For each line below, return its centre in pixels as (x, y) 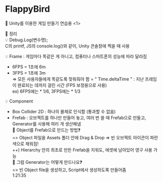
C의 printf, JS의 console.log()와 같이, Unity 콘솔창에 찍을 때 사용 (67, 46)
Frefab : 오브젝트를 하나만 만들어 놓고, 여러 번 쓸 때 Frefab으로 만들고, (79, 117)
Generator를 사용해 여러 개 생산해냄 (47, 124)
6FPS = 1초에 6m (29, 67)
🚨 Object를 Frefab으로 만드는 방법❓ (46, 130)
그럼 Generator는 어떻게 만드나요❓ (49, 162)
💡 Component (19, 101)
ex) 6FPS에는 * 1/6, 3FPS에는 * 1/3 (46, 91)
